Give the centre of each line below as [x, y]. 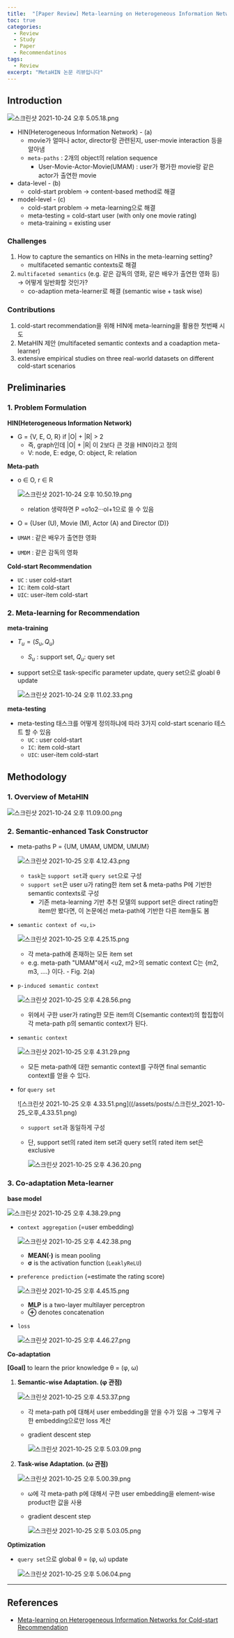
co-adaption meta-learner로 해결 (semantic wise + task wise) [115, 291]
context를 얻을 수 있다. [59, 1076]
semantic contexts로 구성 [63, 893]
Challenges [27, 241]
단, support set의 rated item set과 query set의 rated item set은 [116, 1142]
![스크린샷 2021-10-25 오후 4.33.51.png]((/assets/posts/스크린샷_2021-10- [121, 1104]
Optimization [26, 1544]
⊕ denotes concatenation [66, 1312]
